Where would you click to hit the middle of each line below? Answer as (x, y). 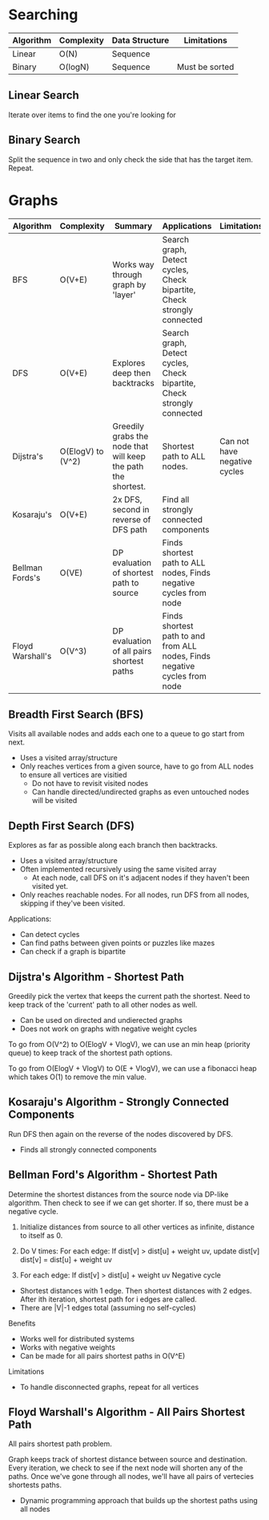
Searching (43, 15)
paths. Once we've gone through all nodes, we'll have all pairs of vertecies (131, 1477)
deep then (132, 373)
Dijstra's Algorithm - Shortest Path (96, 977)
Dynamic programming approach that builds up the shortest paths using (139, 1501)
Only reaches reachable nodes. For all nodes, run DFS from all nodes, (134, 895)
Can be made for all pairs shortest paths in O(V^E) (102, 1355)
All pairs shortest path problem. (60, 1444)
